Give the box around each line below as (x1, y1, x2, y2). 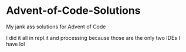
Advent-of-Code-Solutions (6, 4, 141, 17)
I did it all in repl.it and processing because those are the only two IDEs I (6, 34, 180, 41)
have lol (6, 40, 25, 47)
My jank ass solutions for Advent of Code (6, 23, 106, 30)
